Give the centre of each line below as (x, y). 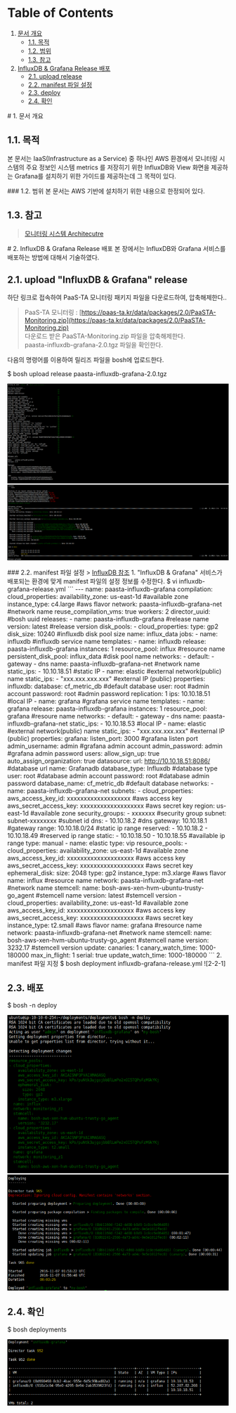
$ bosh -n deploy (32, 1005)
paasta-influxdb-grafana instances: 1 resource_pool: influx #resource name (116, 649)
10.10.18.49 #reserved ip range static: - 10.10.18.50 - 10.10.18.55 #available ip (116, 836)
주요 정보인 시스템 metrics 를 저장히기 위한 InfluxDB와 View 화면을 (118, 167)
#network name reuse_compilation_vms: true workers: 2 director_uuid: (109, 612)
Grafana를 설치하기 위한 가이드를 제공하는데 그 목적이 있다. (96, 176)
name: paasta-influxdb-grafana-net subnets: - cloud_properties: (100, 791)
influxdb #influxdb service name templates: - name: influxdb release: (107, 642)
